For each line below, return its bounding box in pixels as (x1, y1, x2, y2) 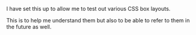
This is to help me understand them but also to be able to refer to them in (6, 17, 191, 24)
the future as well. (6, 24, 52, 30)
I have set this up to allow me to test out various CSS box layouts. (6, 5, 171, 12)
